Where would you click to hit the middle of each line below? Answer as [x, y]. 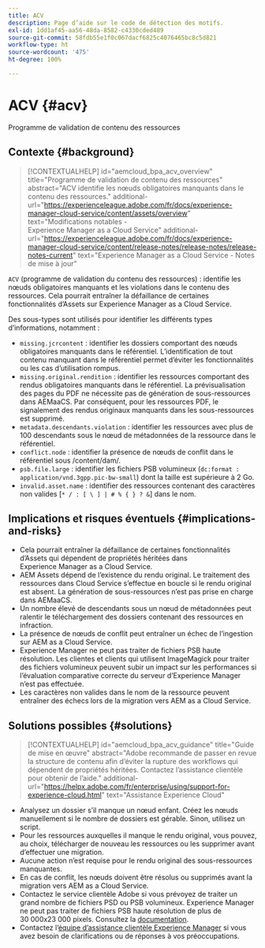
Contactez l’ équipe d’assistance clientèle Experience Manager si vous [133, 927]
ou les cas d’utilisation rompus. [70, 368]
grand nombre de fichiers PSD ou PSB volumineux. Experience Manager [137, 903]
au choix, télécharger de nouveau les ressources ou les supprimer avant [137, 844]
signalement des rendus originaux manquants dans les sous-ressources [137, 410]
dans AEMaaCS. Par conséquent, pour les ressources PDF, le [119, 401]
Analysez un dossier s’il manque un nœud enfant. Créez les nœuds [129, 811]
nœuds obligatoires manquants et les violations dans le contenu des [119, 287]
